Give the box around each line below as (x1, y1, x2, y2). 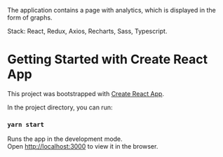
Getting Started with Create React (7, 52, 208, 67)
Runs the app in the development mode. (7, 135, 123, 143)
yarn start (7, 121, 44, 128)
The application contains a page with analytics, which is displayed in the (7, 6, 216, 14)
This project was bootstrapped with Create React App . (7, 89, 165, 97)
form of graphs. (7, 13, 53, 22)
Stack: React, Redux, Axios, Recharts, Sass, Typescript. (7, 27, 168, 35)
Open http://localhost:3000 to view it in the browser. (7, 142, 158, 151)
